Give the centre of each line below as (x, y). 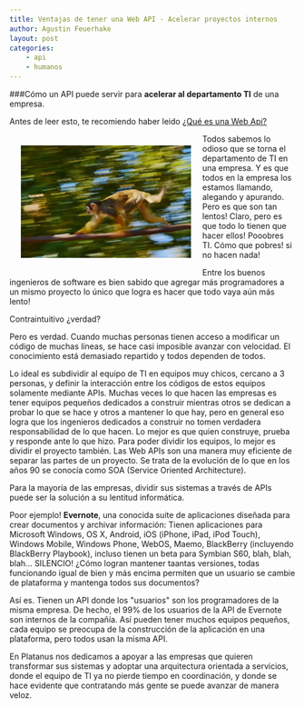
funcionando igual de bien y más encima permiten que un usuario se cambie (152, 573)
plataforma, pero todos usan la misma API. (88, 639)
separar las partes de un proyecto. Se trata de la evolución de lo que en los (150, 460)
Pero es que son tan (240, 206)
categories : (32, 48)
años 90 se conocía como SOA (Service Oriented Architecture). (128, 470)
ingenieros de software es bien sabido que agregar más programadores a (147, 282)
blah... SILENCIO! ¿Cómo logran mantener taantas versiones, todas (135, 563)
